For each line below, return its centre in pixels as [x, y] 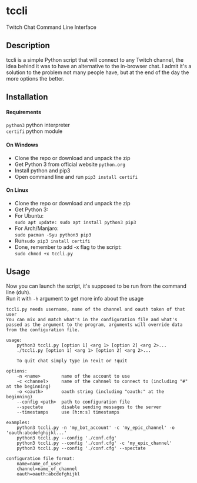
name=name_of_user [39, 464]
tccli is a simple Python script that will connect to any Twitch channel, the [95, 59]
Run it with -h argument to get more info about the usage [75, 298]
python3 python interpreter [38, 125]
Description [28, 46]
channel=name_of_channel [47, 469]
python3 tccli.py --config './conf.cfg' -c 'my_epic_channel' [94, 443]
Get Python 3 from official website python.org [70, 164]
